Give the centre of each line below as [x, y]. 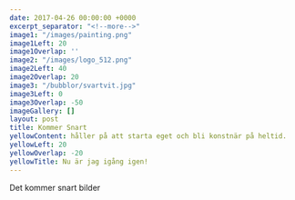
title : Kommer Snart [49, 128]
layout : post [34, 119]
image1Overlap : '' [44, 52]
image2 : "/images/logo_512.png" [71, 60]
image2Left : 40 [38, 69]
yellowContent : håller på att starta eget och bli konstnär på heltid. [148, 136]
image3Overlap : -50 [46, 102]
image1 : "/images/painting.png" [71, 35]
